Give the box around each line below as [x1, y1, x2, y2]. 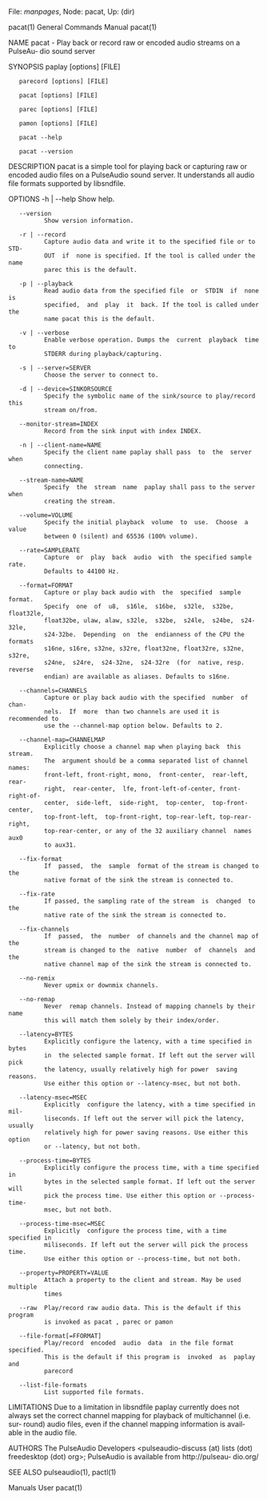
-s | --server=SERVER [18, 364, 91, 372]
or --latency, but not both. [43, 1142, 141, 1150]
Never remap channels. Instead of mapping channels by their [43, 1002, 256, 1010]
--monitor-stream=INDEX [18, 420, 98, 428]
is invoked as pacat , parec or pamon [43, 1318, 173, 1326]
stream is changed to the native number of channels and [43, 946, 256, 954]
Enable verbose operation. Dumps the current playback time [43, 336, 260, 344]
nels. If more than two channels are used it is [43, 708, 220, 716]
